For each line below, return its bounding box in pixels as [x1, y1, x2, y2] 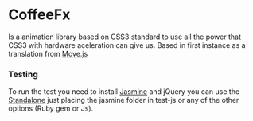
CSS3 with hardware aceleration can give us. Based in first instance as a [8, 40, 246, 49]
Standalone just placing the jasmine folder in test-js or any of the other [8, 96, 239, 105]
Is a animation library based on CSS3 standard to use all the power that [8, 32, 241, 41]
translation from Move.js [8, 49, 88, 58]
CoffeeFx [8, 6, 71, 24]
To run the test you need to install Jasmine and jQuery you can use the [8, 87, 240, 96]
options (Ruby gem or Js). [8, 103, 94, 113]
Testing [8, 68, 38, 80]
